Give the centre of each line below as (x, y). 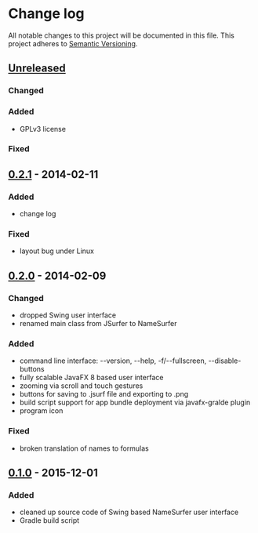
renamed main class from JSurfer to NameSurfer (98, 324)
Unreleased (37, 69)
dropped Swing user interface (68, 315)
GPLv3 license (43, 129)
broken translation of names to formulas (84, 448)
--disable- (225, 361)
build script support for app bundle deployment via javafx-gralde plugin (135, 402)
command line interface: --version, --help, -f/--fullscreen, (113, 361)
